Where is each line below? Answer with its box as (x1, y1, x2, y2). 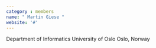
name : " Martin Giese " (6, 14, 65, 20)
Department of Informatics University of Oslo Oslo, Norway (6, 36, 150, 43)
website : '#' (6, 19, 38, 25)
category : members (6, 8, 54, 15)
